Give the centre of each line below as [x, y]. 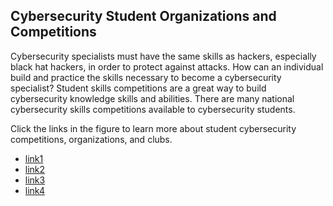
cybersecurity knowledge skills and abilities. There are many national [152, 98]
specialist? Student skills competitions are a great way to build [138, 88]
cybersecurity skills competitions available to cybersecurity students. [153, 109]
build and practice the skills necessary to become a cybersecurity [146, 77]
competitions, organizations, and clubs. [91, 139]
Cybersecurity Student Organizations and [143, 16]
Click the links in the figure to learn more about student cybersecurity [153, 128]
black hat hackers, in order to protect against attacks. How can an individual [167, 66]
